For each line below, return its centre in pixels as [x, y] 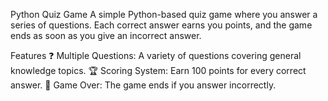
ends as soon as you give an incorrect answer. [106, 35]
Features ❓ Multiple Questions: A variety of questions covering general [156, 55]
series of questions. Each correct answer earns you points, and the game [161, 25]
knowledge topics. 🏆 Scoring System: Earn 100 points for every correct [158, 70]
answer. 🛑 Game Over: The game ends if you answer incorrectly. [143, 85]
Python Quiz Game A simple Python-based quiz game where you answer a [164, 14]
